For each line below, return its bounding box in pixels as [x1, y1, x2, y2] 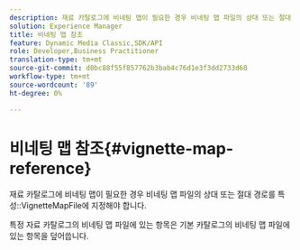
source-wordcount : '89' [9, 80, 99, 89]
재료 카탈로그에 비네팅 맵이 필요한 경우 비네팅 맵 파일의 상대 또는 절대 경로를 [9, 189, 277, 199]
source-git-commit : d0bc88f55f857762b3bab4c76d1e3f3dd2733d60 [9, 64, 248, 73]
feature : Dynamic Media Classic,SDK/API [9, 38, 164, 48]
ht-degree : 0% [9, 88, 63, 97]
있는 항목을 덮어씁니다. [9, 231, 89, 242]
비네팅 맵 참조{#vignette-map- [9, 138, 234, 159]
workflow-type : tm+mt [9, 72, 91, 81]
